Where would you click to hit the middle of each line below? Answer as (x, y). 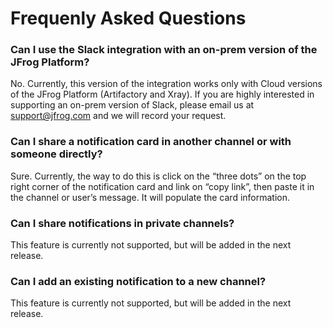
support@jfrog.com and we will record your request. (118, 116)
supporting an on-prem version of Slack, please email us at (132, 105)
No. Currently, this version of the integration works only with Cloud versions (166, 84)
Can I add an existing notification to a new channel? (138, 281)
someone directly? (56, 154)
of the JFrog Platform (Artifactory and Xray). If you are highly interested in (162, 94)
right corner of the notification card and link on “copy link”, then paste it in (162, 186)
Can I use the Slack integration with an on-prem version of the (164, 50)
